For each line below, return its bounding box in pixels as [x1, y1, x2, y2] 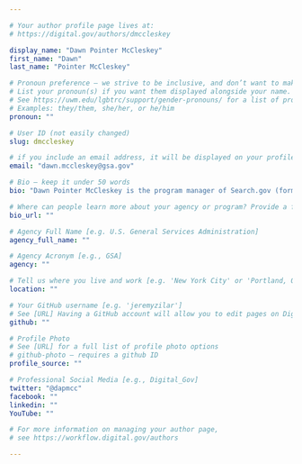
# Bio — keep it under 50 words [9, 177, 130, 187]
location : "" [9, 285, 58, 294]
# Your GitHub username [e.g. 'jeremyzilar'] [9, 301, 182, 310]
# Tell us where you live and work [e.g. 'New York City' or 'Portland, [9, 277, 288, 286]
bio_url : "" [9, 211, 54, 220]
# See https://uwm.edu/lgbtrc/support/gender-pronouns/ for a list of [9, 96, 280, 105]
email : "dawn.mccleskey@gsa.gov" [9, 161, 135, 171]
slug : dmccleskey [9, 137, 75, 146]
